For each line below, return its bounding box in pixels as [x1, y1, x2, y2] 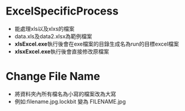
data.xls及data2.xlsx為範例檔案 [14, 32, 92, 40]
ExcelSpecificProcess [5, 4, 119, 18]
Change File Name [5, 70, 100, 83]
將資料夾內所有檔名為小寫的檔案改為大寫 [14, 90, 116, 98]
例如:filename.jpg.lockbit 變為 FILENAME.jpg [14, 98, 126, 105]
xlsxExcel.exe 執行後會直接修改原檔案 [14, 47, 110, 55]
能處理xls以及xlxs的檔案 [14, 25, 75, 32]
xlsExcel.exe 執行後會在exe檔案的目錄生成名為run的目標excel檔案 [14, 40, 180, 47]
